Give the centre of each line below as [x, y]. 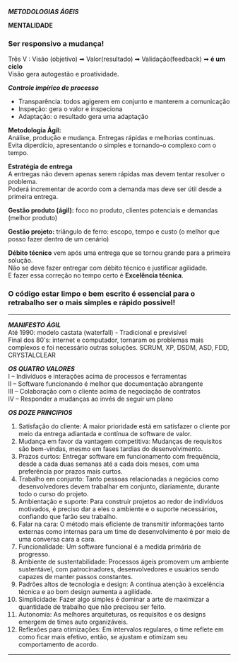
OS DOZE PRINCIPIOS [40, 412]
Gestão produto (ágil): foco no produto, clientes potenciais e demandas [113, 210]
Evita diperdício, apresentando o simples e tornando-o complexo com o [112, 145]
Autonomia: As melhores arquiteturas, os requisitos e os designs [112, 614]
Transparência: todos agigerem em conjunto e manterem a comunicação [124, 102]
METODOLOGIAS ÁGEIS [43, 12]
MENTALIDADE [31, 25]
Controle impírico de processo [53, 88]
